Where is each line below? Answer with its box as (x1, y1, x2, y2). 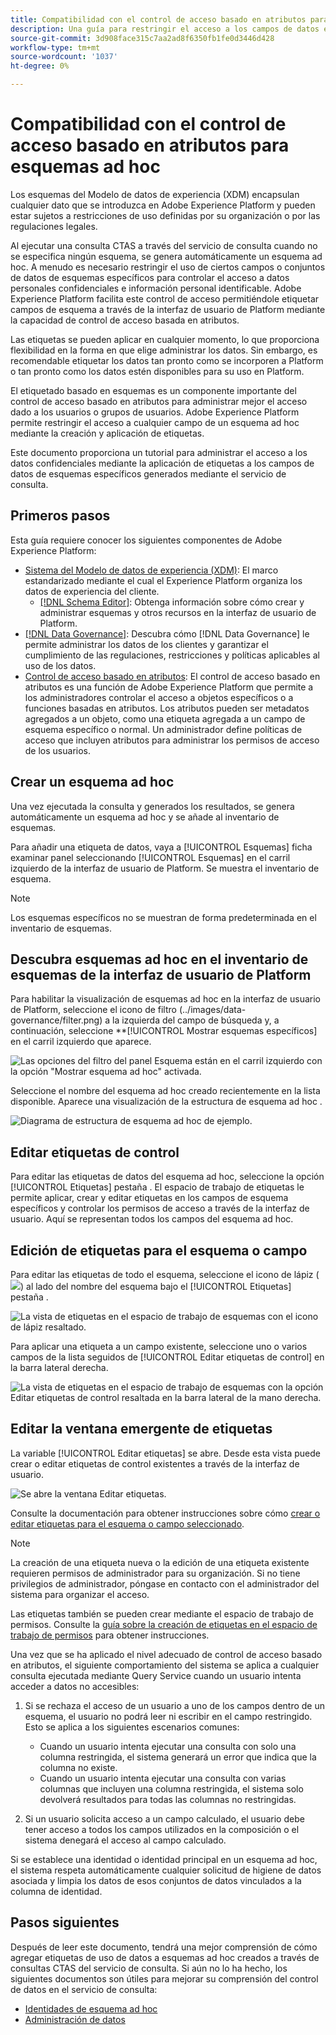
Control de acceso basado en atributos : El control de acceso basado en (24, 670, 321, 682)
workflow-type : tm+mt (10, 42, 101, 53)
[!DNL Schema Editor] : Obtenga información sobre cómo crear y (39, 596, 305, 608)
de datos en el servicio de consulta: (10, 1983, 158, 1995)
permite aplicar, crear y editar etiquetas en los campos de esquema (10, 1192, 289, 1204)
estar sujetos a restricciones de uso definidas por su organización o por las (10, 209, 321, 221)
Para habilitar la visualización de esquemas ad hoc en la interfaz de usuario (10, 993, 321, 1005)
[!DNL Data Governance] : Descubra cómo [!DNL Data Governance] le (24, 627, 310, 640)
